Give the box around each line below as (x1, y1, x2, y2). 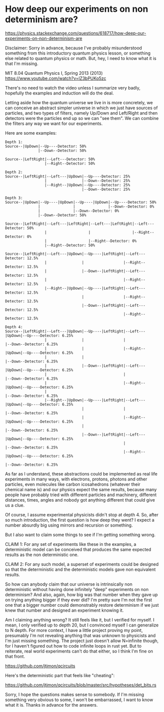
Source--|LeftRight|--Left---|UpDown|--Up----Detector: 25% (5, 174, 131, 179)
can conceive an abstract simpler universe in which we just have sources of (5, 105, 158, 111)
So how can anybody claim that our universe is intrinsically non (5, 581, 133, 587)
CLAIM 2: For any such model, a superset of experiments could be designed (5, 561, 159, 567)
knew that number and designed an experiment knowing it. (5, 607, 124, 613)
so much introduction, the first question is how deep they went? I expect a (5, 517, 155, 523)
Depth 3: (5, 195, 23, 200)
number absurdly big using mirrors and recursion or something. (5, 522, 133, 528)
